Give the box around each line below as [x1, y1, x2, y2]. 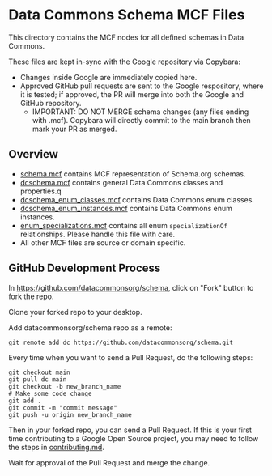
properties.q [19, 186, 62, 196]
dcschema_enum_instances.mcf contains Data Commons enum [19, 203, 233, 213]
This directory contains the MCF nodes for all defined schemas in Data [8, 32, 244, 42]
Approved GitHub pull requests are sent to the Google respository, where [19, 81, 264, 91]
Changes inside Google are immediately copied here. [19, 72, 198, 82]
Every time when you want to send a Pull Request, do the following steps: [8, 352, 253, 362]
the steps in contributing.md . [8, 442, 105, 452]
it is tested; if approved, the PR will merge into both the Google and [19, 89, 244, 99]
